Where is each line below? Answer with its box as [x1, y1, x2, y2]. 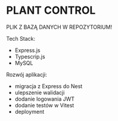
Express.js [14, 46, 41, 54]
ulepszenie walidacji [14, 89, 65, 96]
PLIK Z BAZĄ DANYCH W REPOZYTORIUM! [6, 23, 112, 31]
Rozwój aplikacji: [6, 71, 48, 78]
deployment [14, 108, 45, 115]
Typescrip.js [14, 53, 46, 60]
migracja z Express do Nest [14, 82, 83, 90]
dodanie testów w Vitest [14, 101, 74, 108]
